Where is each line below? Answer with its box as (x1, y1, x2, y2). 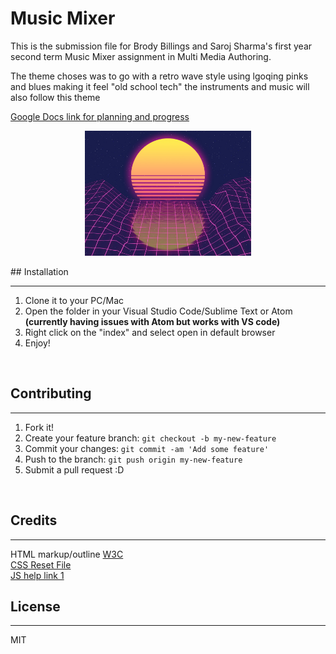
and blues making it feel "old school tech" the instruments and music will (10, 80, 310, 92)
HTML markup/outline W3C (10, 548, 124, 560)
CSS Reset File (10, 558, 72, 571)
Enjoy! (24, 337, 51, 349)
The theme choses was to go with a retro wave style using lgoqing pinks (10, 70, 309, 82)
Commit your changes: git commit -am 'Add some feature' (24, 442, 270, 454)
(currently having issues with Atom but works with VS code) (24, 315, 281, 327)
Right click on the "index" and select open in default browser (24, 326, 276, 338)
